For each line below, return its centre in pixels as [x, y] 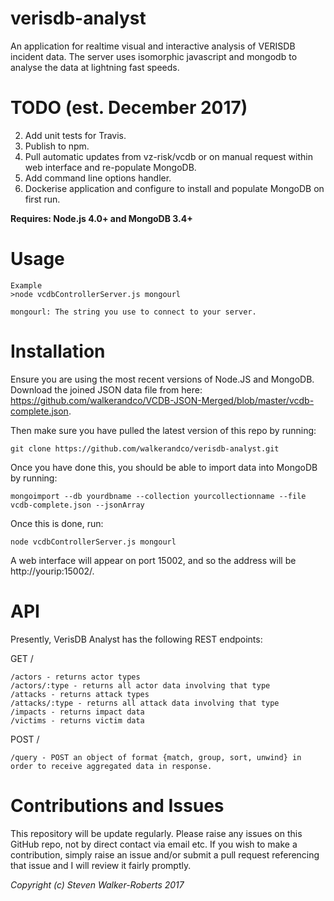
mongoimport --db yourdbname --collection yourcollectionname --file [158, 496]
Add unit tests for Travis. [75, 135]
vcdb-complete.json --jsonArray [77, 505]
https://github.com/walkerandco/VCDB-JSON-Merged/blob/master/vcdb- [162, 400]
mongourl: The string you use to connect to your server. [133, 312]
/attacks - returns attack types [80, 694]
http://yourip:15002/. [52, 571]
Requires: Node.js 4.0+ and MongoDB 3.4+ [101, 218]
